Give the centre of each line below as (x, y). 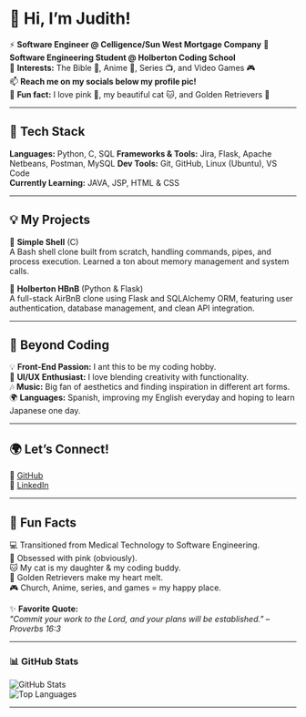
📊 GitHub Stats (44, 661)
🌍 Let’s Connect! (59, 449)
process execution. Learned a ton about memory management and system (149, 261)
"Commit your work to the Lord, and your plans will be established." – (140, 619)
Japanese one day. (45, 411)
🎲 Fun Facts (43, 522)
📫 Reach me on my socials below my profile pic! (103, 81)
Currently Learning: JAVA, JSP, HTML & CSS (95, 182)
